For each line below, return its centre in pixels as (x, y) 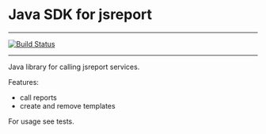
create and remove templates (68, 105)
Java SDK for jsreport (80, 15)
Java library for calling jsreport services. (74, 67)
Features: (24, 82)
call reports (38, 98)
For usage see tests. (42, 121)
